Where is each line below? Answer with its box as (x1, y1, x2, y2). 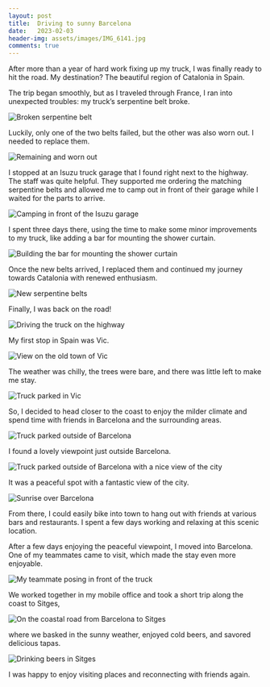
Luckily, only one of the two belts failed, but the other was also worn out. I (8, 128, 254, 138)
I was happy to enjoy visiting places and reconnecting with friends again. (8, 670, 251, 680)
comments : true (8, 42, 60, 50)
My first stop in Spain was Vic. (8, 335, 110, 345)
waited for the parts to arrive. (8, 194, 106, 203)
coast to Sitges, (8, 598, 60, 609)
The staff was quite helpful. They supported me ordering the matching (8, 177, 242, 186)
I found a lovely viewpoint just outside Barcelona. (8, 447, 172, 456)
